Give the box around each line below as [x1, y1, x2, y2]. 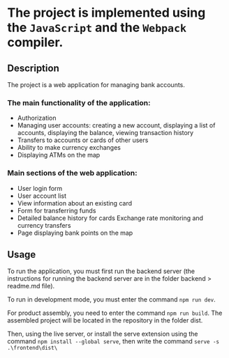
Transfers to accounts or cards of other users [17, 136, 149, 144]
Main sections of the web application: [7, 169, 138, 178]
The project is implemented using [7, 5, 206, 21]
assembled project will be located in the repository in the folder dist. [7, 316, 203, 325]
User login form [17, 184, 63, 192]
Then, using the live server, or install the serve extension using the [7, 329, 198, 338]
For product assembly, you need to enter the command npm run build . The [7, 309, 223, 318]
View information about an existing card [17, 199, 133, 207]
